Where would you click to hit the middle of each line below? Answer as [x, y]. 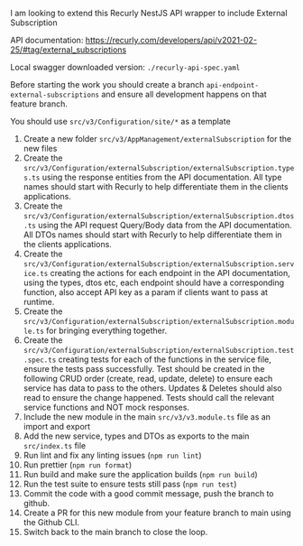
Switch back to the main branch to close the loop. [115, 532]
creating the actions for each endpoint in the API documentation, [170, 273]
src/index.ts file [55, 445]
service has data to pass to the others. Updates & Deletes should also [152, 388]
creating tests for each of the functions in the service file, [165, 359]
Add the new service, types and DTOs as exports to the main [136, 436]
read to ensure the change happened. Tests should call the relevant [149, 398]
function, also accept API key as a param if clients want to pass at [146, 292]
